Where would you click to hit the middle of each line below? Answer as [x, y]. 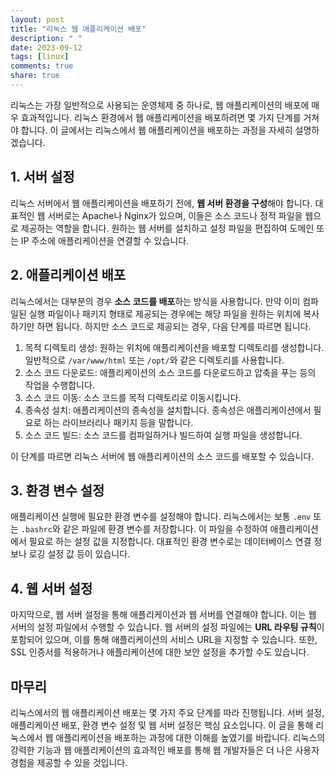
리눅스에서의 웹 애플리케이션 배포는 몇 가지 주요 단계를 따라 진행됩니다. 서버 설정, [167, 712]
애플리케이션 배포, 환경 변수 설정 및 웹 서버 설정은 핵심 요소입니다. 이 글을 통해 [162, 725]
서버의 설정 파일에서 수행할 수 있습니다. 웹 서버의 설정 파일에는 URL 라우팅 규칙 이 [167, 627]
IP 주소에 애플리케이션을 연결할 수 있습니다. [105, 240]
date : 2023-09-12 [46, 47]
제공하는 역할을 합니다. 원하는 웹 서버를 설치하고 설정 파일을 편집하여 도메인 [167, 228]
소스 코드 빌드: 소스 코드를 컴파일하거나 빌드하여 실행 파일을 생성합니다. [163, 435]
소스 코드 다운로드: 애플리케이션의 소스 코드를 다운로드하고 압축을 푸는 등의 [170, 372]
